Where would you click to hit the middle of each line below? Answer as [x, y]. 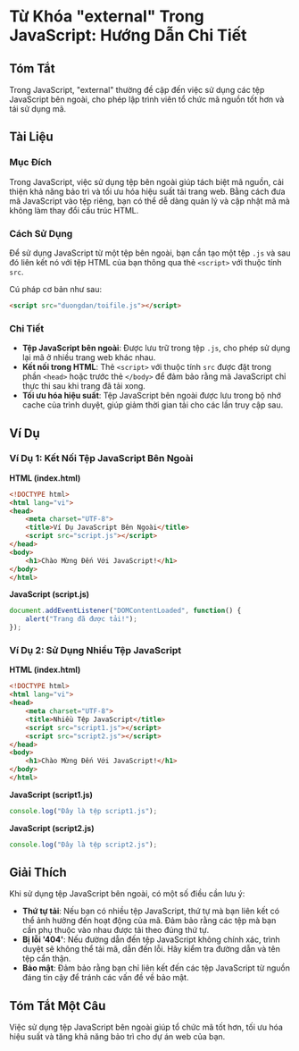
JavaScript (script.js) [50, 594]
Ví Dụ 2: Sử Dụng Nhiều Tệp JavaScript [96, 651]
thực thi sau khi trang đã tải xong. [83, 386]
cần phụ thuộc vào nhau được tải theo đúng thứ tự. [116, 930]
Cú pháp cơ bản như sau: [56, 289]
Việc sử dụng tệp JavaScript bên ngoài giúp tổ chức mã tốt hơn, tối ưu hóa [146, 1027]
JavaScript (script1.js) [51, 795]
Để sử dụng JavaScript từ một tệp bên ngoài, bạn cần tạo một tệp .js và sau [150, 253]
